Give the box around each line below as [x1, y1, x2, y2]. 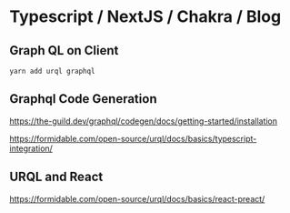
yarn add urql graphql [9, 66, 95, 76]
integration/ [9, 143, 53, 154]
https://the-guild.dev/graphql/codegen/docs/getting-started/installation [9, 116, 278, 127]
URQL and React [9, 169, 104, 185]
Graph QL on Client [9, 43, 119, 58]
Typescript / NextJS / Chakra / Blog [9, 6, 282, 27]
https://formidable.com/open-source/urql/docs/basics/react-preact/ [9, 193, 265, 204]
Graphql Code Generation [9, 91, 157, 106]
